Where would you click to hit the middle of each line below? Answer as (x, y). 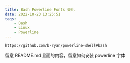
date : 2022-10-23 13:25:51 (33, 14)
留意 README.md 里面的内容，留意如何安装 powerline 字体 (65, 55)
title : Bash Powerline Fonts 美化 (40, 10)
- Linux (22, 28)
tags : (11, 19)
